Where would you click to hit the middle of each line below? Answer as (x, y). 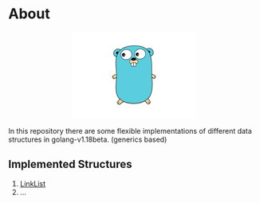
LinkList (33, 183)
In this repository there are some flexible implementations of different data (130, 131)
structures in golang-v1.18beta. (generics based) (88, 139)
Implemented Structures (70, 164)
